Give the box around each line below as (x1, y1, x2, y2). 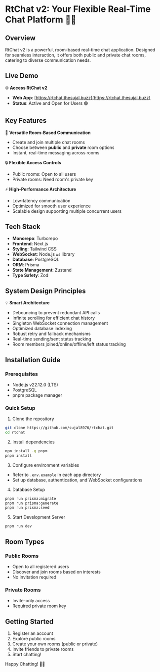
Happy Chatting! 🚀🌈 (5, 661, 45, 667)
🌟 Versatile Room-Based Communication (5, 130, 91, 136)
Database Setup (12, 486, 45, 492)
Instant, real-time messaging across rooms (12, 149, 100, 155)
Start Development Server (12, 514, 66, 520)
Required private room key (12, 603, 67, 609)
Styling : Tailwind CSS (12, 246, 57, 252)
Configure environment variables (12, 462, 80, 468)
